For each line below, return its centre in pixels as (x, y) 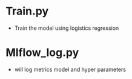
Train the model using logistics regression (67, 28)
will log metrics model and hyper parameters (70, 69)
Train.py (27, 11)
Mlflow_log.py (42, 53)
